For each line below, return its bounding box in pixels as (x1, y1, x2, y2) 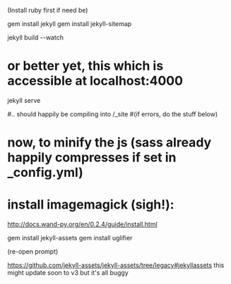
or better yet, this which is (7, 58, 164, 74)
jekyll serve (7, 96, 41, 104)
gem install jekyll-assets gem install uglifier (7, 234, 133, 242)
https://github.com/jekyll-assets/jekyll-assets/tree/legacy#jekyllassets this (7, 261, 225, 270)
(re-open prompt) (7, 247, 59, 256)
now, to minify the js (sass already (7, 135, 212, 151)
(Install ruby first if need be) (7, 6, 88, 14)
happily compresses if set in (7, 149, 177, 166)
